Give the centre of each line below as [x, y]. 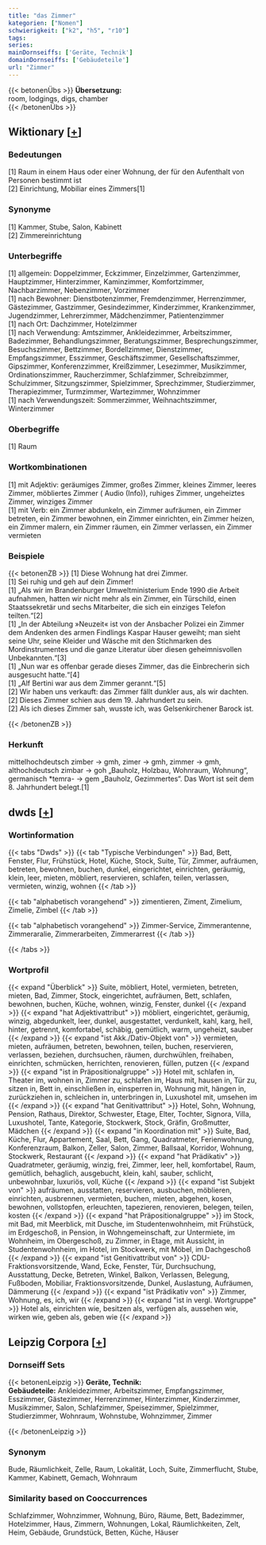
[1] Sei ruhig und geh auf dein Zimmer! [71, 581]
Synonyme [30, 209]
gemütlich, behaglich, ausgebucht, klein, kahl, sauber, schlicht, [111, 1173]
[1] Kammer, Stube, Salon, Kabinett [65, 227]
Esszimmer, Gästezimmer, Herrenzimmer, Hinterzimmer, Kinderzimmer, [124, 1399]
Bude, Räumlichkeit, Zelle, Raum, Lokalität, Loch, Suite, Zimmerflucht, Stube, [133, 1469]
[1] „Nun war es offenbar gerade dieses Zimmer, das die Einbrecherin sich [129, 666]
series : [21, 45]
